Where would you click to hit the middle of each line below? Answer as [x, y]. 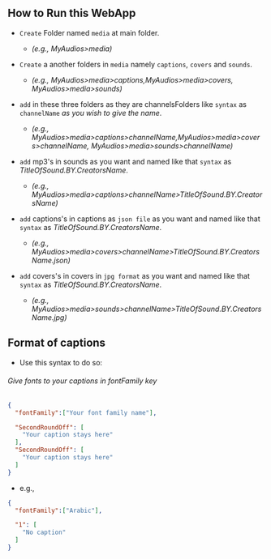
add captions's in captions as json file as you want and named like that [140, 219]
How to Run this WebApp [72, 13]
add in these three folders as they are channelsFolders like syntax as [133, 104]
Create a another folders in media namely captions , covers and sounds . [136, 64]
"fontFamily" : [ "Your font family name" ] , [86, 412]
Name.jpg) [49, 317]
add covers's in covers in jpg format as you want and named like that [135, 275]
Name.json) [51, 260]
